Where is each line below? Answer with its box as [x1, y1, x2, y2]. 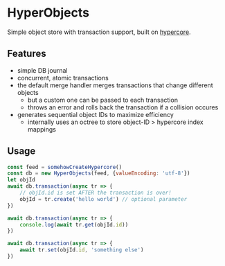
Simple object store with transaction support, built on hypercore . [7, 28, 192, 36]
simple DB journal [17, 66, 68, 74]
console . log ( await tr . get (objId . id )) [19, 221, 129, 228]
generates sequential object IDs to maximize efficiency [17, 110, 174, 118]
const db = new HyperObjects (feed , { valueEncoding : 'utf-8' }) [7, 170, 190, 177]
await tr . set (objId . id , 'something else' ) [19, 247, 144, 254]
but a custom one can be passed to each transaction [27, 96, 179, 104]
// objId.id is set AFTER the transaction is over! [19, 189, 172, 197]
